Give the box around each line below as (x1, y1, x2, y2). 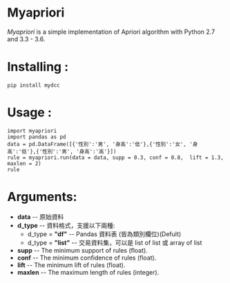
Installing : (7, 59, 69, 75)
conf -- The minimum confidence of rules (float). (17, 253, 157, 262)
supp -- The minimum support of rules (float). (17, 246, 148, 254)
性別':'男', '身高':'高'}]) (42, 148, 117, 155)
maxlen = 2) (7, 160, 41, 167)
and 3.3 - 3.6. (7, 34, 46, 43)
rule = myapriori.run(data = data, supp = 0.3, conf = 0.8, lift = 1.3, (7, 154, 224, 161)
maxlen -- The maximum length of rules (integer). (17, 268, 160, 276)
